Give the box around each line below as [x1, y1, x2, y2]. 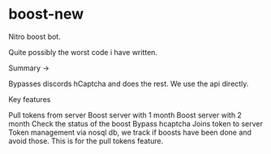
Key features [8, 94, 51, 104]
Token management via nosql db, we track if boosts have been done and [8, 127, 252, 137]
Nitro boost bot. [8, 32, 61, 41]
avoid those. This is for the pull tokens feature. [8, 135, 164, 146]
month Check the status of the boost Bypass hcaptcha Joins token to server [8, 118, 264, 128]
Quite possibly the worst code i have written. [8, 47, 158, 57]
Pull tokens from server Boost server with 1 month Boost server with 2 [8, 110, 242, 120]
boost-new [8, 5, 84, 24]
